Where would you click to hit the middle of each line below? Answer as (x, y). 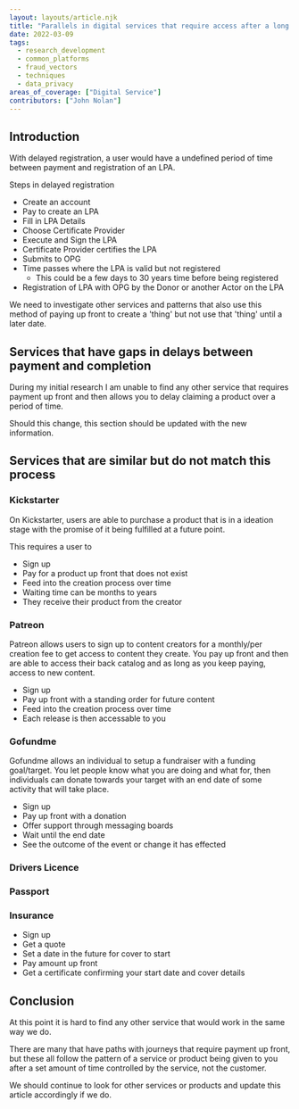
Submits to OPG (51, 259)
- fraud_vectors (47, 68)
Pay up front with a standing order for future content (119, 699)
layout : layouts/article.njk (63, 17)
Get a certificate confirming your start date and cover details (133, 972)
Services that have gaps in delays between (131, 352)
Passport (29, 891)
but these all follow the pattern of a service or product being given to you (144, 1059)
